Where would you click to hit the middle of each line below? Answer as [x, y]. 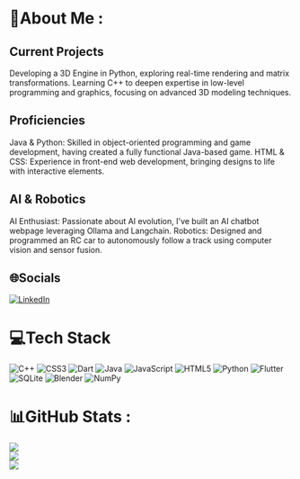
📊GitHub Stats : [71, 416]
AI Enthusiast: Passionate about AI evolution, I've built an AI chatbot [134, 221]
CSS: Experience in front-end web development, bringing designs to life [142, 161]
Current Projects [57, 52]
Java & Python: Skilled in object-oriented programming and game [130, 142]
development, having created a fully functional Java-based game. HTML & [147, 151]
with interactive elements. [57, 171]
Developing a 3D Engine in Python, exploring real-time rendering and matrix [150, 73]
